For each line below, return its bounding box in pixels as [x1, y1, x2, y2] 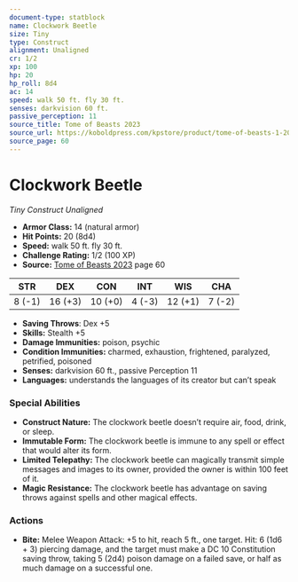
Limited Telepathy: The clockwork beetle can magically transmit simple [21, 454, 286, 465]
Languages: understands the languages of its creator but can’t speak [21, 374, 277, 385]
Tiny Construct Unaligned [9, 204, 104, 215]
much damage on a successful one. [21, 562, 153, 573]
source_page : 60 [9, 137, 69, 145]
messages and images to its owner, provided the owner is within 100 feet [21, 463, 288, 475]
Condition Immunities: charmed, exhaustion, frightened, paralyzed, [21, 346, 271, 357]
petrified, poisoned [21, 356, 92, 366]
